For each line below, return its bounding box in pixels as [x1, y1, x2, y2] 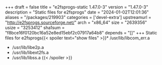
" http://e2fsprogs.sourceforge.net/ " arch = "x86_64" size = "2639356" [5, 19, 147, 25]
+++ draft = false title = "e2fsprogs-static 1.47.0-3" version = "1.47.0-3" [5, 4, 148, 10]
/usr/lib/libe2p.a [12, 45, 44, 50]
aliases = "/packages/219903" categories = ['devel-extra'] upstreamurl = [5, 15, 152, 20]
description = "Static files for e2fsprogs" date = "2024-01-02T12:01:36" [5, 9, 149, 15]
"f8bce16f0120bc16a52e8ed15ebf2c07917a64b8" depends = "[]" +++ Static [5, 30, 157, 35]
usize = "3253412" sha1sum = [5, 25, 65, 31]
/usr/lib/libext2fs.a [12, 49, 49, 55]
